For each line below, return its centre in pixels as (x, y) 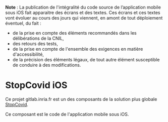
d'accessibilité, (28, 54)
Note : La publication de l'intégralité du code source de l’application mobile (83, 7)
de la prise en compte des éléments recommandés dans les (75, 33)
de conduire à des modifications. (47, 65)
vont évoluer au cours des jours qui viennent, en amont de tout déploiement (84, 18)
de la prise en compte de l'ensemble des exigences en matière (78, 49)
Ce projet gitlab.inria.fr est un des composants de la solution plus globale (81, 99)
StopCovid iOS (36, 85)
